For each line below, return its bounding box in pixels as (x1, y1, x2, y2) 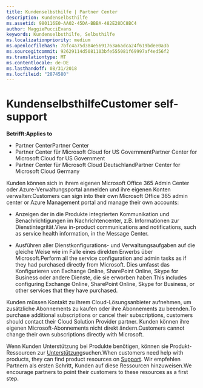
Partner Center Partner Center (15, 142, 90, 149)
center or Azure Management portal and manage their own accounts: (6, 199, 179, 206)
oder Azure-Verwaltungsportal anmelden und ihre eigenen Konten (6, 186, 171, 193)
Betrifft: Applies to (6, 130, 53, 137)
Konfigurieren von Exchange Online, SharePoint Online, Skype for (15, 268, 179, 275)
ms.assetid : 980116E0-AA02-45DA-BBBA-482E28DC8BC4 (6, 20, 137, 26)
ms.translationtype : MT (6, 54, 67, 60)
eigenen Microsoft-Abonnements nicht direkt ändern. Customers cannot (6, 324, 185, 332)
